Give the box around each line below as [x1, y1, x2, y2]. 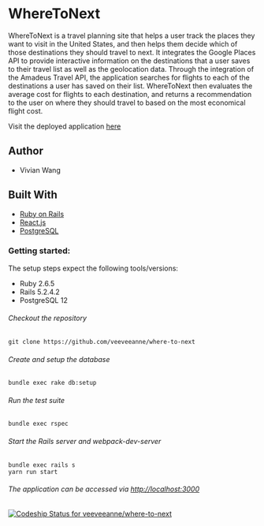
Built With [8, 188, 58, 202]
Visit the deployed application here [8, 121, 121, 131]
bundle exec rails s [8, 461, 76, 469]
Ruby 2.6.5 [19, 278, 55, 288]
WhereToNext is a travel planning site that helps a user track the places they [8, 31, 255, 40]
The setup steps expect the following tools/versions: [8, 263, 179, 273]
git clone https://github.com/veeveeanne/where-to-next [8, 338, 195, 346]
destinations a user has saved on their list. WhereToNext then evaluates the [8, 80, 253, 91]
